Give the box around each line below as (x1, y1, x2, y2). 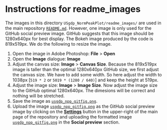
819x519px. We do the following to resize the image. (5, 41, 112, 47)
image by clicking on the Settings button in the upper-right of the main (12, 108, 158, 115)
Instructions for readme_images (5, 3, 141, 15)
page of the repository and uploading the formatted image (12, 114, 132, 120)
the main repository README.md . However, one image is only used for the (5, 25, 152, 31)
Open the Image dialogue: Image (12, 56, 81, 62)
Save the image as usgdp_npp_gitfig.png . (12, 98, 98, 104)
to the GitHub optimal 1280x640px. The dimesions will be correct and (12, 87, 156, 93)
